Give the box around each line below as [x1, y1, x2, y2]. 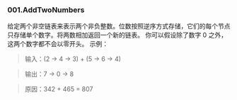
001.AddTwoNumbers [7, 5, 85, 15]
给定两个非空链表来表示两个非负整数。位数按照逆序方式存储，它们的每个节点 [7, 22, 231, 30]
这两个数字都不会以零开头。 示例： [7, 40, 108, 48]
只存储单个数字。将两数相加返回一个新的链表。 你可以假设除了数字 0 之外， [7, 30, 228, 40]
